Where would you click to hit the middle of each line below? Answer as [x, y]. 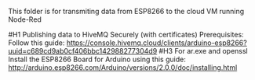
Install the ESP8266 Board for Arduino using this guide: [97, 59]
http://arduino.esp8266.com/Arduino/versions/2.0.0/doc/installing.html [123, 68]
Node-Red [25, 19]
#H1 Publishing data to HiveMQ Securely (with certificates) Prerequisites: [126, 35]
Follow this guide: [36, 43]
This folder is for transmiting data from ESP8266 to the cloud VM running [126, 11]
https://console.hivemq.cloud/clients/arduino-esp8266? [157, 43]
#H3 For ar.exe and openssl [204, 51]
